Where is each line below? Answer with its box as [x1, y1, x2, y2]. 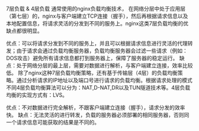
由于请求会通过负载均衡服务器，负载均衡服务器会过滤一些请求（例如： [16, 47, 188, 54]
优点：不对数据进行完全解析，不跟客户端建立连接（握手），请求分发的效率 [6, 104, 185, 111]
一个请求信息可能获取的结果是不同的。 [6, 119, 99, 126]
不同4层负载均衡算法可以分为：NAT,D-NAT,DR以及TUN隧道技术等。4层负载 [6, 84, 191, 91]
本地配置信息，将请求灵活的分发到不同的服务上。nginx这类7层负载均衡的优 [6, 20, 189, 27]
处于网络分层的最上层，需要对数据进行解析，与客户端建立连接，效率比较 [16, 62, 193, 69]
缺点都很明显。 [6, 27, 43, 34]
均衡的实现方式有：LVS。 [6, 91, 68, 99]
